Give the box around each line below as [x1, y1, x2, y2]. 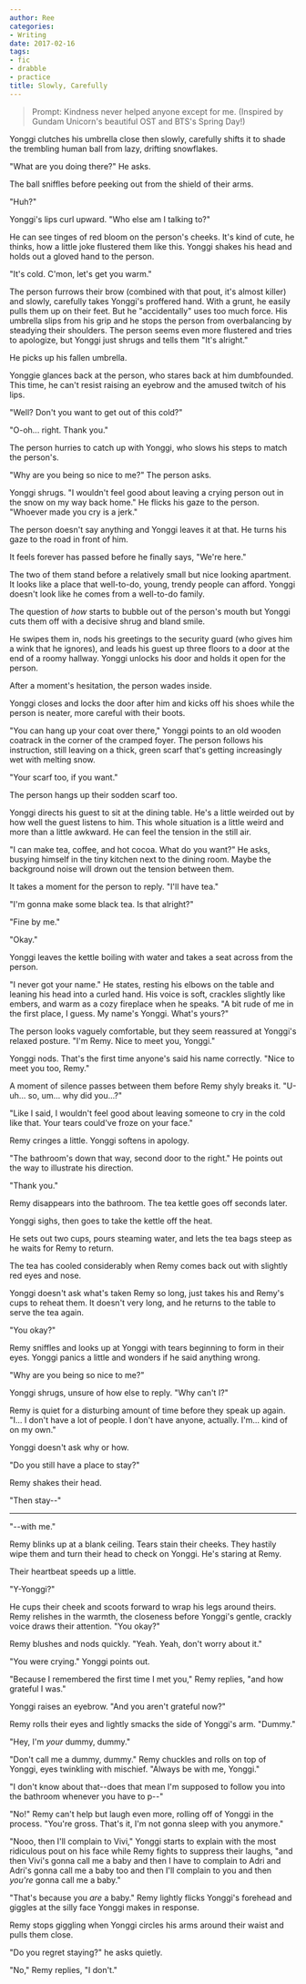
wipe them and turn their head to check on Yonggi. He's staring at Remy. [9, 1548, 282, 1559]
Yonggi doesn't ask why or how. [9, 1441, 129, 1453]
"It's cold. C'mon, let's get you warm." [9, 268, 152, 279]
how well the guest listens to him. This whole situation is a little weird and [9, 816, 284, 827]
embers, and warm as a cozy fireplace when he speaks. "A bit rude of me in [9, 998, 294, 1009]
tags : [9, 47, 30, 56]
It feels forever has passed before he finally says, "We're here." [9, 551, 247, 562]
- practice [9, 73, 51, 82]
